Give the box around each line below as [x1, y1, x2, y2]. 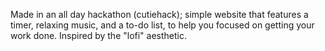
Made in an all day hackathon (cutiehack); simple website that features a [10, 9, 309, 20]
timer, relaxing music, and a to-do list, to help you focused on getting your [10, 19, 315, 31]
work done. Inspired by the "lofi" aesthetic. [10, 30, 188, 41]
